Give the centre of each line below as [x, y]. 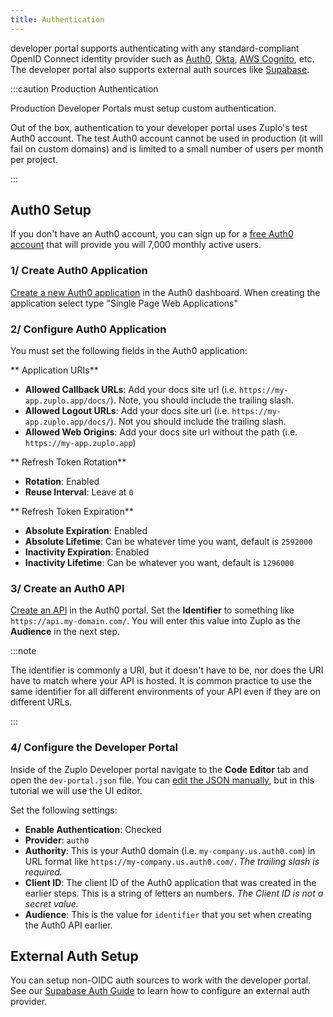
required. [43, 872]
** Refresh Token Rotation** [68, 462]
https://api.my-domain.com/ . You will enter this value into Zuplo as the [155, 621]
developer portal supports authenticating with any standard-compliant [155, 48]
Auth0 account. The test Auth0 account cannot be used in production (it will [166, 138]
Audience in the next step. [65, 632]
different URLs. [41, 702]
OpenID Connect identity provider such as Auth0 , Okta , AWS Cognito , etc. [162, 58]
